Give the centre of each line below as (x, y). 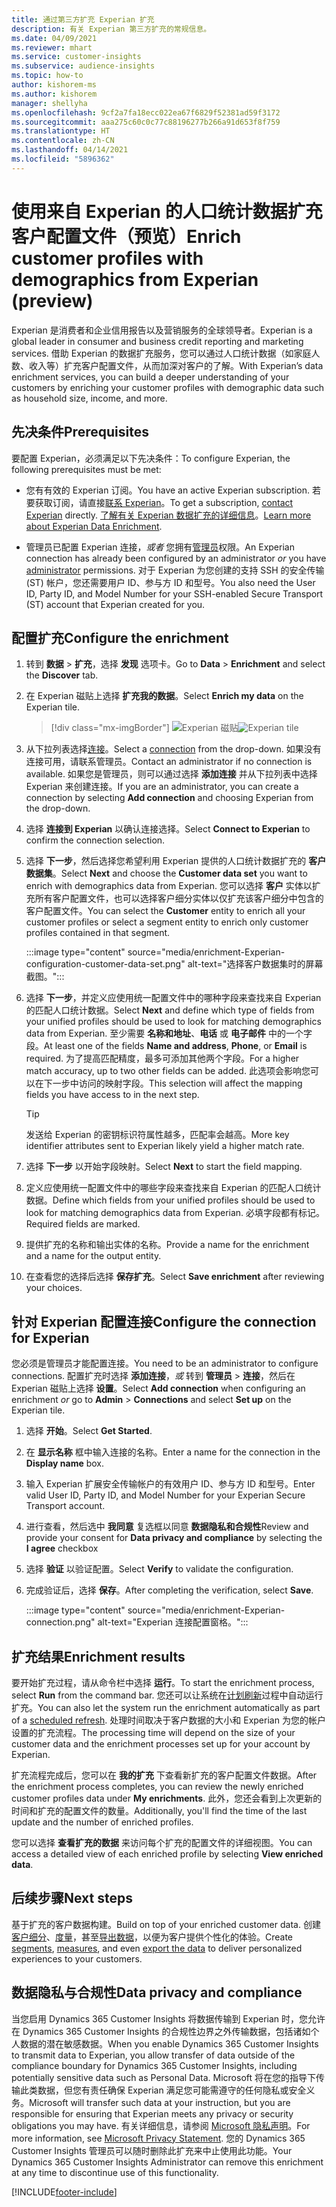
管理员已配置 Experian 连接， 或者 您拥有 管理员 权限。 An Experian (160, 547)
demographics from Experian (135, 279)
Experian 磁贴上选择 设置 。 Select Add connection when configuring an (158, 1388)
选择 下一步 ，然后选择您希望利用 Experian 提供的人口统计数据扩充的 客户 (176, 861)
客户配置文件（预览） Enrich (126, 236)
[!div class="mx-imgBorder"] (110, 728)
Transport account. (65, 1506)
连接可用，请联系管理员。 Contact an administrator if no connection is (169, 762)
